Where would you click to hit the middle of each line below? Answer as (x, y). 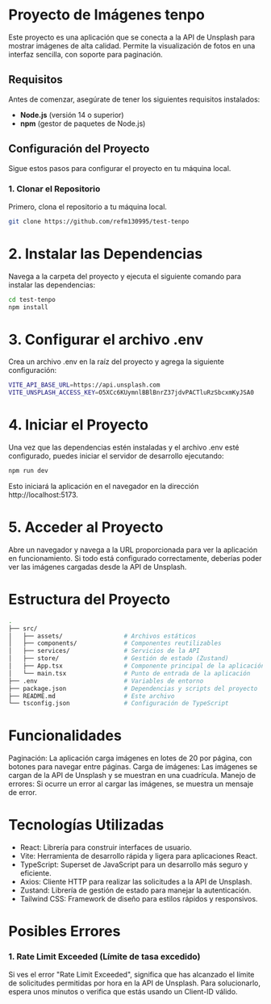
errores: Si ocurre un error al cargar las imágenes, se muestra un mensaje (131, 784)
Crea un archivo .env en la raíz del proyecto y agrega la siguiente (116, 362)
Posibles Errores (65, 932)
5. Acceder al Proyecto (86, 527)
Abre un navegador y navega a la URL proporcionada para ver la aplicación (133, 550)
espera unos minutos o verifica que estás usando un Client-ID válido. (123, 991)
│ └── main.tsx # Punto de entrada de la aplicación (129, 673)
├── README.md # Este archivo (92, 696)
